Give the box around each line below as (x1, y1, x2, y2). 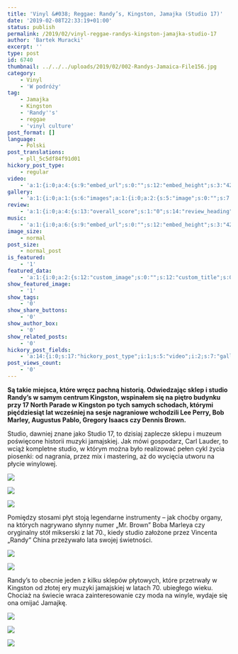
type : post (7, 50, 40, 57)
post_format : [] (7, 129, 55, 136)
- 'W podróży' (20, 83, 62, 90)
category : (7, 69, 37, 77)
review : (7, 201, 30, 209)
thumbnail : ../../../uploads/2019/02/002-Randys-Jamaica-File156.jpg (7, 63, 217, 70)
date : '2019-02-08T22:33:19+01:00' (7, 17, 113, 24)
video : (7, 175, 27, 182)
